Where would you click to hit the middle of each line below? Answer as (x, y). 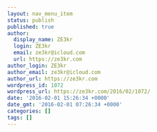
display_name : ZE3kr (43, 40)
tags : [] (20, 117)
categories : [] (29, 111)
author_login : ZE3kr (37, 66)
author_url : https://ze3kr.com (52, 79)
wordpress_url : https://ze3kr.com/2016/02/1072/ (79, 91)
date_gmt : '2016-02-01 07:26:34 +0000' (65, 105)
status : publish (31, 20)
